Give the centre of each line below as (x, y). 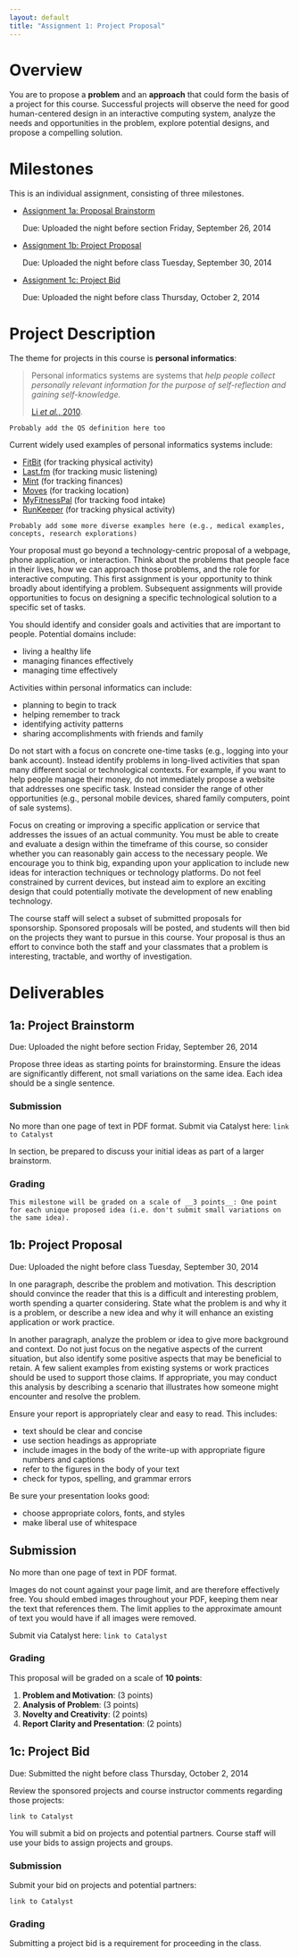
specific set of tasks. (48, 608)
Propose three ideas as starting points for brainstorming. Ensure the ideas (145, 1064)
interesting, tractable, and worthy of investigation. (101, 956)
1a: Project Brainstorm (72, 1025)
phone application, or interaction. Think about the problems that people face (149, 560)
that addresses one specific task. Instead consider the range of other (137, 789)
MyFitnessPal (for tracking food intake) (94, 500)
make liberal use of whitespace (79, 1522)
